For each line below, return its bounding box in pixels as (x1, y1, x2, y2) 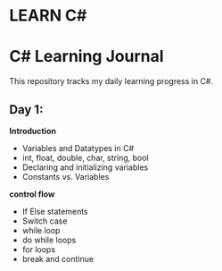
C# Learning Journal (9, 47, 164, 67)
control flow (9, 189, 55, 199)
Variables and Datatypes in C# (21, 142, 135, 153)
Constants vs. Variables (21, 171, 110, 182)
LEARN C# (9, 5, 87, 26)
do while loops (21, 234, 77, 245)
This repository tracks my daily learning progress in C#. (9, 76, 214, 87)
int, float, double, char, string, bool (21, 152, 149, 163)
